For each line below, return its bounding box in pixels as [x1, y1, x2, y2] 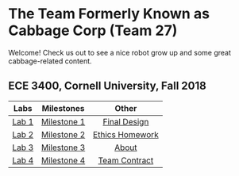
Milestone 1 [40, 116, 86, 127]
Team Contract [98, 155, 154, 166]
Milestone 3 [40, 142, 86, 153]
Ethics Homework [92, 128, 159, 140]
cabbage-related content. [8, 56, 93, 66]
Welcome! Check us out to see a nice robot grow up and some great [8, 48, 232, 57]
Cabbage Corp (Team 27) [8, 21, 178, 40]
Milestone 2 [40, 128, 86, 140]
